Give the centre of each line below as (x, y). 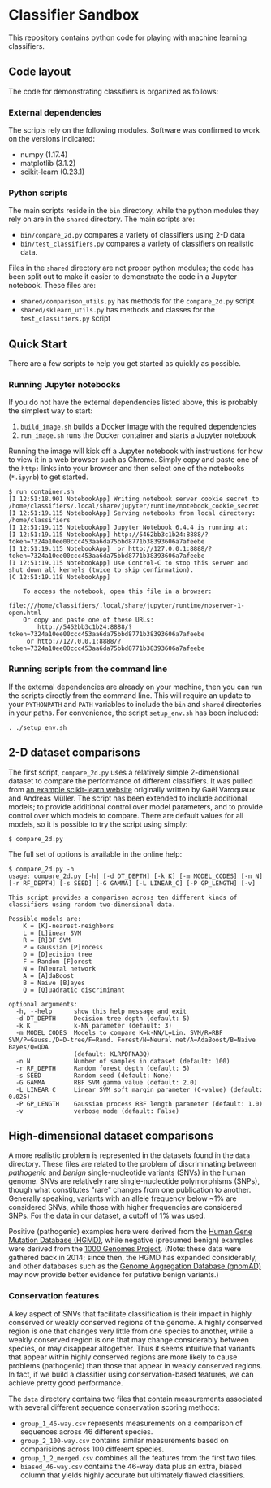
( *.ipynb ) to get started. (48, 477)
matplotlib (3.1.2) (48, 164)
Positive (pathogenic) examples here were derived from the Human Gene (131, 1232)
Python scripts (38, 193)
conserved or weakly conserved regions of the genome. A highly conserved (135, 1322)
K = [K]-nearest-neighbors (69, 926)
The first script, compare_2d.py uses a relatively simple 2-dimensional (124, 772)
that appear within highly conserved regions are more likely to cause (123, 1357)
